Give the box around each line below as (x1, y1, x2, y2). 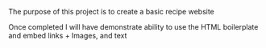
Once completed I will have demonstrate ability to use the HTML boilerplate (8, 22, 259, 31)
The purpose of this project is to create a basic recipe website (8, 7, 215, 16)
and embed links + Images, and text (8, 31, 127, 40)
